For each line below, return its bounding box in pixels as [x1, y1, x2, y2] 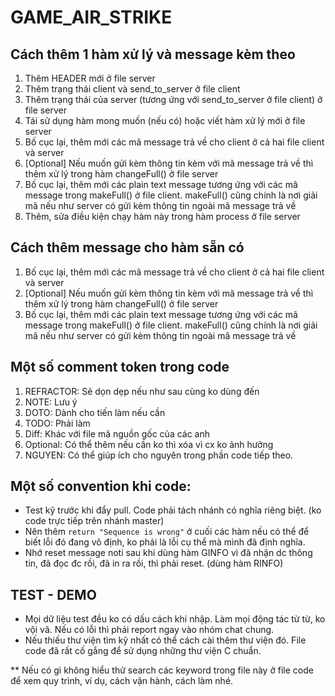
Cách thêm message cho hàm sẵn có [10, 239, 245, 256]
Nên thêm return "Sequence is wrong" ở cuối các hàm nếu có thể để [24, 526, 310, 538]
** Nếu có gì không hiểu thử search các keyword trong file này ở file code [10, 664, 314, 676]
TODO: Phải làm [24, 417, 91, 429]
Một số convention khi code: [10, 478, 192, 495]
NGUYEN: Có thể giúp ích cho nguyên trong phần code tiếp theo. [24, 449, 294, 461]
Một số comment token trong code [10, 359, 230, 376]
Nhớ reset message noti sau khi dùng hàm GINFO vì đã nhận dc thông [24, 547, 313, 559]
